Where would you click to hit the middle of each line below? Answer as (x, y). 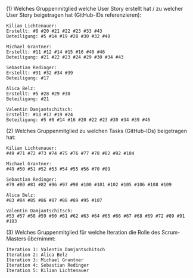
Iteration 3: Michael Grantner (45, 260)
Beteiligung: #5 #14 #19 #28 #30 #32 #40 (58, 36)
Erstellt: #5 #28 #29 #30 (38, 94)
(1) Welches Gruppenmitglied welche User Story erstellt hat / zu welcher (95, 9)
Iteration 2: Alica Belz (37, 255)
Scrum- (171, 232)
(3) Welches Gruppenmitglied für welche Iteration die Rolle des (83, 232)
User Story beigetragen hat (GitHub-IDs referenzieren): (74, 15)
